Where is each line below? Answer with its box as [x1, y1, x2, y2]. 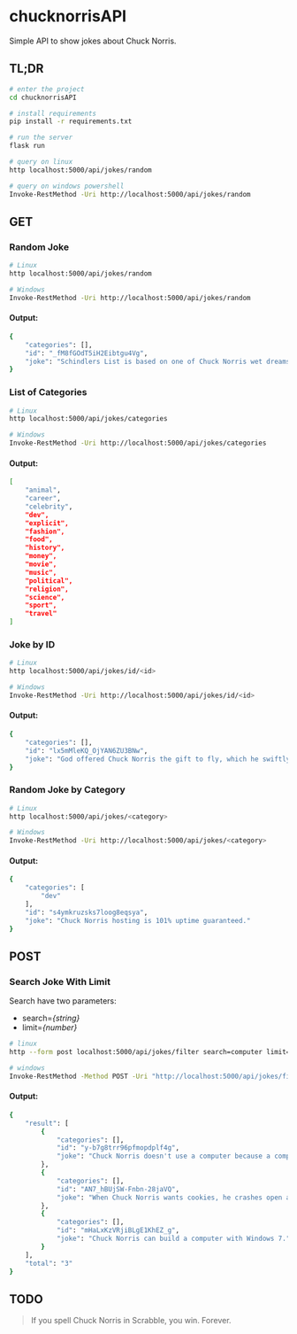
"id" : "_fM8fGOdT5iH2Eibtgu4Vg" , [25, 348, 148, 358]
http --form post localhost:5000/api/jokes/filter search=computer [9, 1048, 263, 1057]
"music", [25, 568, 57, 577]
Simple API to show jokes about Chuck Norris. [9, 35, 177, 46]
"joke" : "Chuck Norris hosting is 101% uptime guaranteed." [25, 916, 251, 925]
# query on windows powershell [9, 182, 125, 190]
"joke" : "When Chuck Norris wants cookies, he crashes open [56, 1193, 283, 1202]
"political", [25, 576, 73, 586]
